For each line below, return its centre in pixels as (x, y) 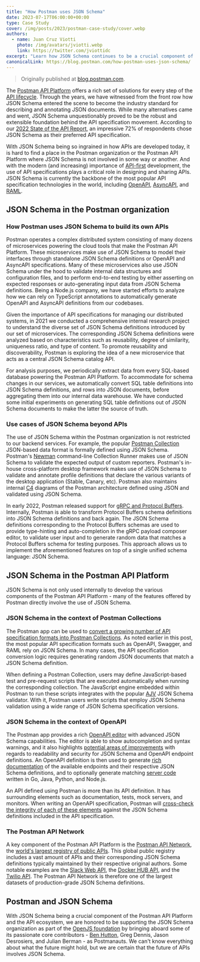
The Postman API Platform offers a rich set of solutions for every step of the (99, 90)
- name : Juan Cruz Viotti (44, 39)
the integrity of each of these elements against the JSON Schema (87, 810)
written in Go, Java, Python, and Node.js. (57, 779)
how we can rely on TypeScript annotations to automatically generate (92, 297)
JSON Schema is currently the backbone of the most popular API (86, 178)
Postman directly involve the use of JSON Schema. (69, 603)
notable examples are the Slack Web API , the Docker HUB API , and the (93, 870)
